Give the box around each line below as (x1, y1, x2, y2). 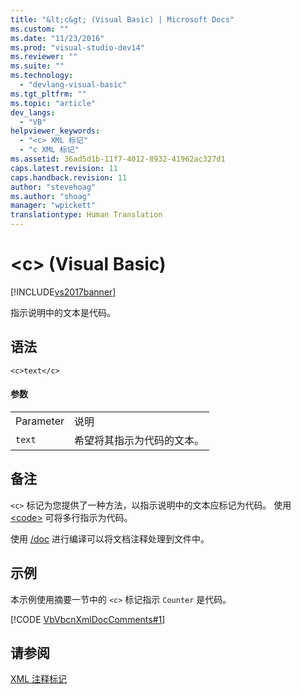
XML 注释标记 (10, 673, 68, 685)
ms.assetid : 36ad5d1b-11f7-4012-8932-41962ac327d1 (10, 154, 226, 164)
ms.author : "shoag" (10, 191, 92, 201)
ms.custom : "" (10, 24, 70, 34)
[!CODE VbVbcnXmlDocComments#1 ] (10, 613, 166, 625)
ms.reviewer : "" (10, 52, 78, 62)
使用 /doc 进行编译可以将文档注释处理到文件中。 (10, 532, 210, 545)
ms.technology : (10, 71, 74, 81)
